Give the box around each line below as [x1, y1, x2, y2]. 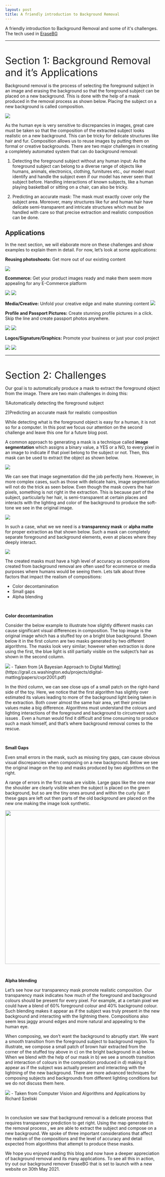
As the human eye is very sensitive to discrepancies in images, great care [5, 122, 154, 128]
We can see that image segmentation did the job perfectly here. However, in [5, 473, 159, 480]
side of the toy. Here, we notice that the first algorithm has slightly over [5, 689, 149, 695]
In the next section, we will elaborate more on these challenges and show [5, 242, 154, 248]
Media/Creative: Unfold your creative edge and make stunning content [5, 301, 149, 307]
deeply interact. [5, 539, 37, 545]
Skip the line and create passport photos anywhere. [5, 315, 110, 321]
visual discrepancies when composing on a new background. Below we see [5, 760, 158, 766]
